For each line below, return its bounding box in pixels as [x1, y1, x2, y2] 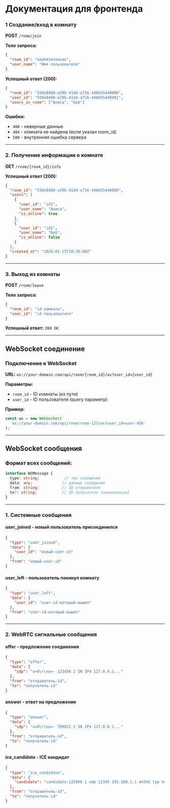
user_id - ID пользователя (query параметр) [12, 397, 108, 403]
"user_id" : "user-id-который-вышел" [14, 600, 92, 605]
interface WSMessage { [5, 471, 53, 476]
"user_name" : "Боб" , [18, 230, 62, 235]
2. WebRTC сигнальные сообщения [5, 631, 97, 638]
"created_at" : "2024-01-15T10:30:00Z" [10, 249, 92, 254]
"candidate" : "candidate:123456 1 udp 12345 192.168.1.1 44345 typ [14, 780, 159, 785]
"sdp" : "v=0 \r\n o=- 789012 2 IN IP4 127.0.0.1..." [14, 724, 123, 729]
